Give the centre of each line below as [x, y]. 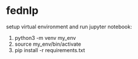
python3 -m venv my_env [45, 38]
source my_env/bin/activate [48, 44]
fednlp [22, 11]
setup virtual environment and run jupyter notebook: [69, 27]
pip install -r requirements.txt [50, 50]
